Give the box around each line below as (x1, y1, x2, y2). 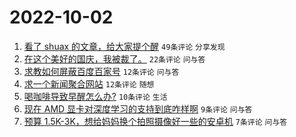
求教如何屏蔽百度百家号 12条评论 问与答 (23, 65, 180, 77)
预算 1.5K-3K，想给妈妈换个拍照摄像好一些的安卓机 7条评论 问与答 (23, 115, 288, 127)
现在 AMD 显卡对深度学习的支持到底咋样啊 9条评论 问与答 (23, 102, 253, 115)
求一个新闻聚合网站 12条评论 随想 (23, 77, 155, 90)
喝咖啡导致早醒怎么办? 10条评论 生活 (23, 90, 168, 102)
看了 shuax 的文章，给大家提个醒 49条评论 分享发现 (23, 40, 226, 52)
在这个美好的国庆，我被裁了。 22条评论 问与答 (23, 52, 206, 65)
